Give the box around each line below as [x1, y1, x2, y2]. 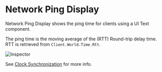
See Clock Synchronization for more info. [5, 61, 92, 67]
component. [5, 26, 31, 32]
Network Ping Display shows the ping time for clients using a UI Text [5, 20, 149, 27]
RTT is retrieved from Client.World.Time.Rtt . [5, 41, 101, 47]
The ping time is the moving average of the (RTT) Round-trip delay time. [5, 36, 157, 42]
